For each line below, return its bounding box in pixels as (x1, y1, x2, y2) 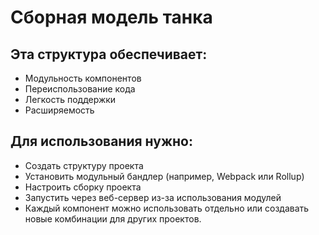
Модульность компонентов (24, 72, 142, 84)
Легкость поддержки (24, 94, 117, 105)
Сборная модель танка (10, 6, 213, 29)
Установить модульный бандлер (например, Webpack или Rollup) (24, 170, 305, 182)
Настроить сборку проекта (24, 181, 142, 193)
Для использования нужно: (10, 133, 193, 150)
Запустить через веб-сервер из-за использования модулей (24, 191, 282, 203)
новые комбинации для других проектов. (24, 212, 202, 225)
